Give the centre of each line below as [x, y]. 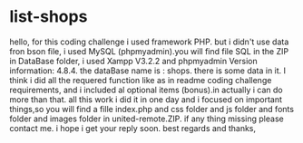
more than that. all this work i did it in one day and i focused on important [146, 99]
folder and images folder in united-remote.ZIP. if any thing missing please [147, 119]
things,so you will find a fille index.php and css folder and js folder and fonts [152, 109]
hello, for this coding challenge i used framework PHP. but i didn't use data [149, 42]
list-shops [49, 17]
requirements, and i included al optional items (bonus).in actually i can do [146, 90]
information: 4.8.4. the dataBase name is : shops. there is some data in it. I [148, 71]
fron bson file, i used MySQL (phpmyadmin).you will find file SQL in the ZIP [149, 51]
